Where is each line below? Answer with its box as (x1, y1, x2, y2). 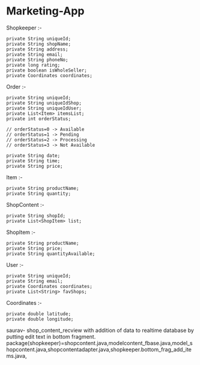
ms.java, (6, 352, 27, 359)
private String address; (6, 46, 68, 52)
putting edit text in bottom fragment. (6, 333, 96, 340)
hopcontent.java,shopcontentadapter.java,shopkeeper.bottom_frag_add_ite (6, 346, 192, 353)
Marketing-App (6, 4, 85, 18)
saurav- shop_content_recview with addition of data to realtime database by (6, 327, 194, 334)
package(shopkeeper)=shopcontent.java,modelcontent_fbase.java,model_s (6, 339, 193, 346)
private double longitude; (6, 316, 74, 322)
